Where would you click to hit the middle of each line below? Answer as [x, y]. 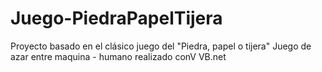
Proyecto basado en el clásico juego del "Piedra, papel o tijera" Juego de [161, 46]
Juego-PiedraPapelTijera [116, 18]
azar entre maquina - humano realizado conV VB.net [118, 56]
